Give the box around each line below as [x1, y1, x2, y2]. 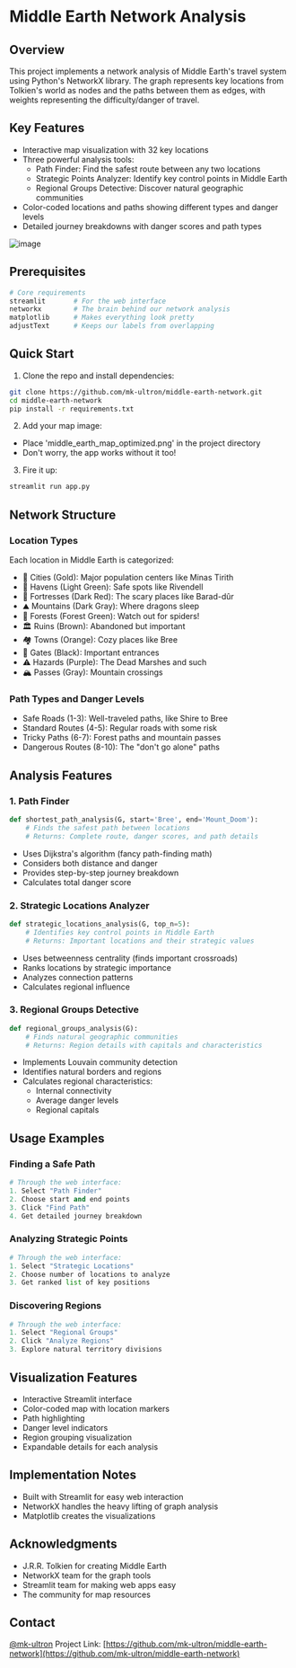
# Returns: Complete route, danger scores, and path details [25, 831, 258, 841]
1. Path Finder [9, 794, 70, 807]
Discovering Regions [9, 1300, 102, 1312]
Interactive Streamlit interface [22, 1393, 133, 1404]
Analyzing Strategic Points [9, 1233, 128, 1246]
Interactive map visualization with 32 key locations [22, 144, 209, 155]
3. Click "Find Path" [9, 1202, 91, 1212]
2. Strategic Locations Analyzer [9, 899, 150, 911]
